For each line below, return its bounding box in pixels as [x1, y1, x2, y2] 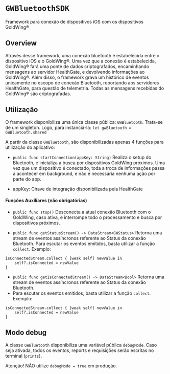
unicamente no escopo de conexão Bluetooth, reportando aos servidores [5, 79, 159, 85]
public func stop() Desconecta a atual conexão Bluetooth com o [12, 209, 151, 215]
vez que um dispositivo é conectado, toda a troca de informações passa [12, 165, 165, 171]
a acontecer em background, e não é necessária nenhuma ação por [12, 170, 156, 177]
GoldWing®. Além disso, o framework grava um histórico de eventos [5, 74, 149, 80]
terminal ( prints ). [5, 353, 42, 359]
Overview [5, 39, 37, 48]
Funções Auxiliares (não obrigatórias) [5, 197, 87, 204]
